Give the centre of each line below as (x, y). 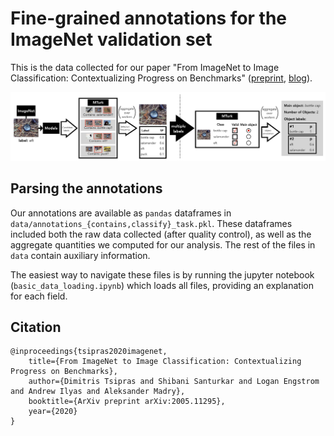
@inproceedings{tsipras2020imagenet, (89, 352)
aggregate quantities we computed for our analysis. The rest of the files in (163, 244)
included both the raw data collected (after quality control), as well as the (161, 234)
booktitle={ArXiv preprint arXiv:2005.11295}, (127, 402)
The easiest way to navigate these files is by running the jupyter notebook (162, 274)
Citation (36, 327)
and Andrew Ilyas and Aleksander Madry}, (98, 392)
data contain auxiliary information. (80, 255)
